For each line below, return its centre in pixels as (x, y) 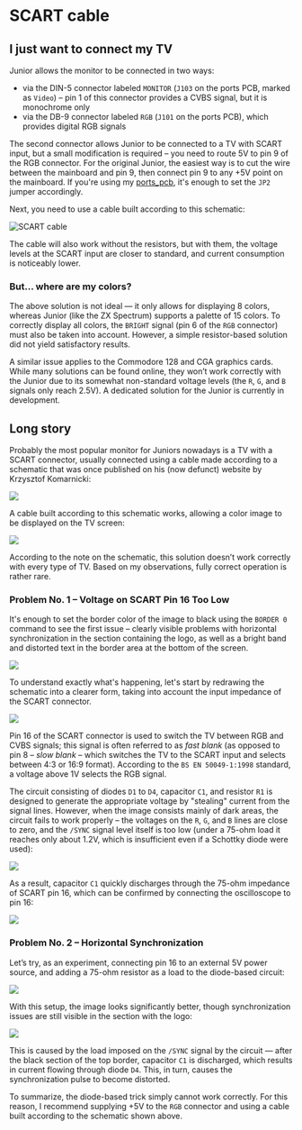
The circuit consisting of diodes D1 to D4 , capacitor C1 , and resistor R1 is (141, 792)
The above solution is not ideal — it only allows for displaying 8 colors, (140, 306)
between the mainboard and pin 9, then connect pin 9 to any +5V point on (146, 173)
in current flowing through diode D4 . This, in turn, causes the (121, 1070)
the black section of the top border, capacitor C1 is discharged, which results (151, 1060)
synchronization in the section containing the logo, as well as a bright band (148, 638)
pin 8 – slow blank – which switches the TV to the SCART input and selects (147, 755)
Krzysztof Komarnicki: (50, 479)
